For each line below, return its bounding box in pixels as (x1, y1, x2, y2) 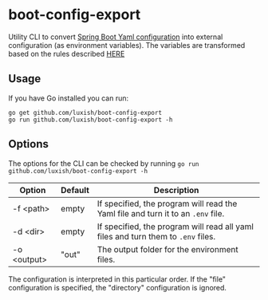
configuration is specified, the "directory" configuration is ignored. (8, 282, 227, 292)
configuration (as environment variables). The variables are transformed (8, 40, 246, 49)
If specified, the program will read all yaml (97, 221, 254, 232)
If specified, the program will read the (97, 198, 238, 209)
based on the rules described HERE (8, 49, 125, 58)
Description (153, 184, 199, 195)
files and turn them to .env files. (97, 231, 216, 242)
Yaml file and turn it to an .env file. (97, 207, 225, 219)
